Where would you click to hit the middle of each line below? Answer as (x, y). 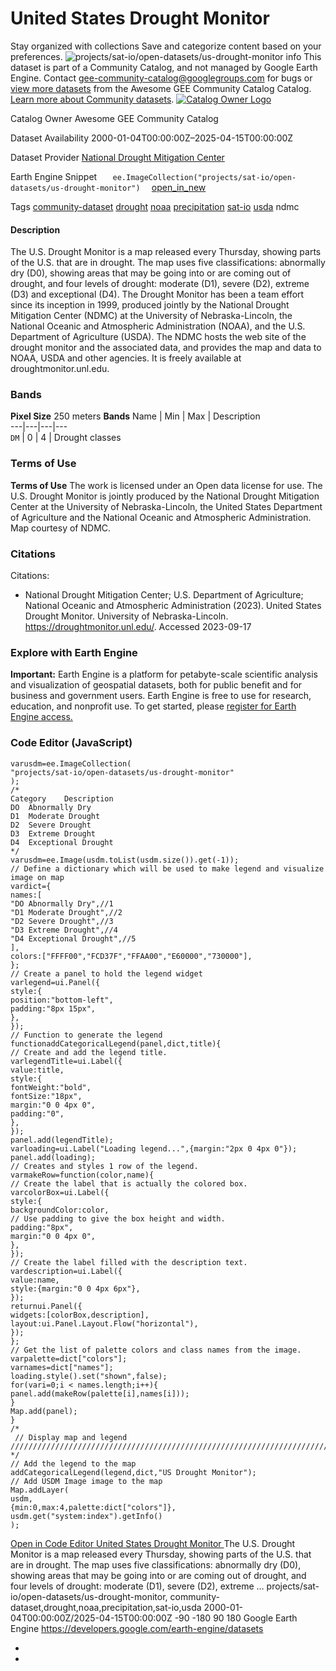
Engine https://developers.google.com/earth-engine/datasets (137, 1628)
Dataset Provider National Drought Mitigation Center (117, 157)
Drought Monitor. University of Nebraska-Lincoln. (126, 616)
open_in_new (179, 187)
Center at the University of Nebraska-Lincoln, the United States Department (166, 506)
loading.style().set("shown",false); (89, 1376)
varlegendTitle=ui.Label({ (66, 1061)
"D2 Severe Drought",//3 (62, 921)
